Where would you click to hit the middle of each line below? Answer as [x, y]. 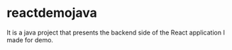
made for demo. [30, 39]
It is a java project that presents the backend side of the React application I [116, 32]
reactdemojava [52, 13]
